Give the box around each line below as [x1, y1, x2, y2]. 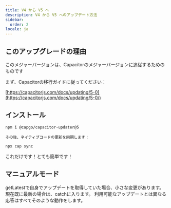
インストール [5, 111, 46, 120]
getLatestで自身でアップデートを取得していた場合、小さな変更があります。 [5, 184, 164, 191]
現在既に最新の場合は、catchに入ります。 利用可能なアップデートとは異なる [5, 191, 167, 197]
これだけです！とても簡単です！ [5, 153, 73, 159]
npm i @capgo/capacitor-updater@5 [5, 124, 80, 130]
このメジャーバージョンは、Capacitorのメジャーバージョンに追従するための [5, 61, 165, 67]
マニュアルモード [5, 170, 60, 179]
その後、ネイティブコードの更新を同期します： [5, 135, 89, 140]
